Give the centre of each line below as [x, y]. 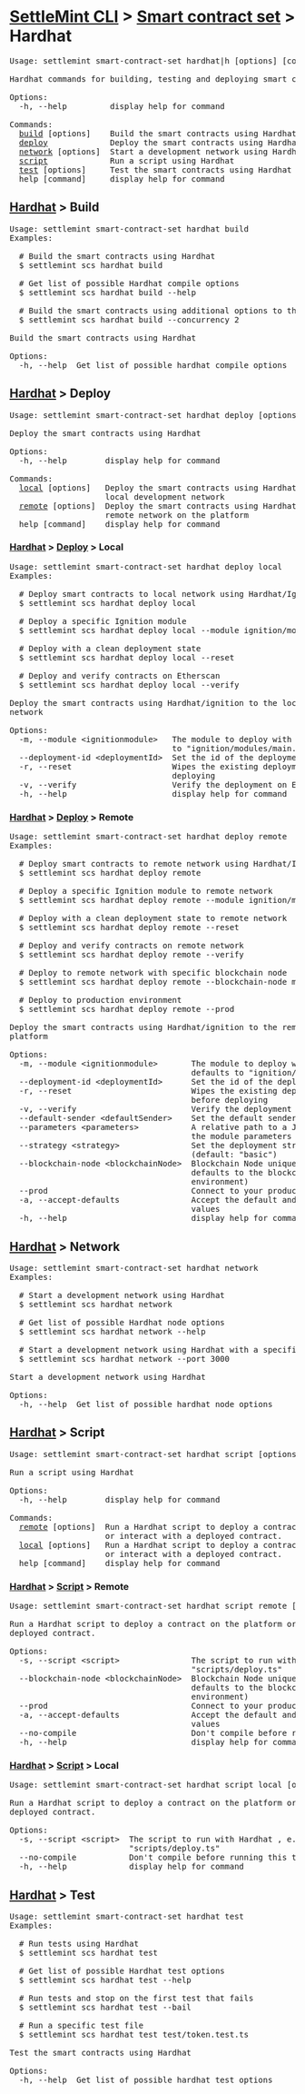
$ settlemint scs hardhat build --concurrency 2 [129, 319]
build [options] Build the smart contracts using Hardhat [157, 133]
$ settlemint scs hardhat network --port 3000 [124, 1359]
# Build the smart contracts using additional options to [151, 310]
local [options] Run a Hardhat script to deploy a [138, 1545]
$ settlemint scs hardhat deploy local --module [129, 630]
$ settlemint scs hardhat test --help [105, 1980]
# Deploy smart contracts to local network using [132, 594]
